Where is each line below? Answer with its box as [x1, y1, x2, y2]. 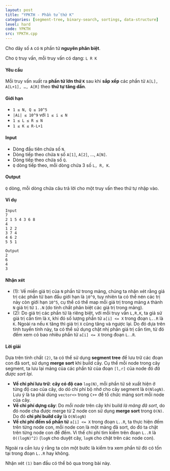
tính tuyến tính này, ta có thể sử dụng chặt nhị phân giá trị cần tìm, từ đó [12, 326, 164, 332]
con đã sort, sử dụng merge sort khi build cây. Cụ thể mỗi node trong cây [5, 360, 160, 366]
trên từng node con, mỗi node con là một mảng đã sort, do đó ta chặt [12, 424, 158, 430]
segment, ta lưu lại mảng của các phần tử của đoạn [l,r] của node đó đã [5, 365, 160, 371]
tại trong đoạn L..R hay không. [5, 450, 70, 457]
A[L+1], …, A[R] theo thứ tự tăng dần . [5, 84, 86, 90]
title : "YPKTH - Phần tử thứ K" [5, 12, 74, 17]
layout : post [5, 7, 33, 13]
